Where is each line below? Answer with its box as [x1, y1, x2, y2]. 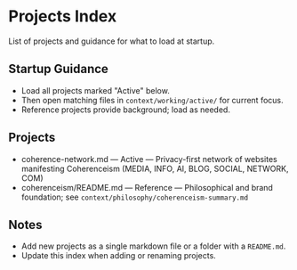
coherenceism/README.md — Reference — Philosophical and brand [20, 182, 273, 192]
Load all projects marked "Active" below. [20, 85, 170, 95]
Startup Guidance [8, 61, 108, 77]
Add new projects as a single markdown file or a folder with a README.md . [20, 241, 286, 251]
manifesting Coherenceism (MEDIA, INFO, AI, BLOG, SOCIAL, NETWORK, [20, 163, 290, 174]
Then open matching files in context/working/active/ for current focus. [20, 94, 284, 105]
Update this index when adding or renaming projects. [20, 250, 217, 261]
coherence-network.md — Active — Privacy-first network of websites [20, 153, 277, 164]
